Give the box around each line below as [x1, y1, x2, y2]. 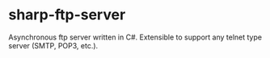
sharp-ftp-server [8, 6, 126, 24]
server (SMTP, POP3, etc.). [8, 40, 99, 50]
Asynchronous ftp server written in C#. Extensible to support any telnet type [8, 32, 263, 42]
